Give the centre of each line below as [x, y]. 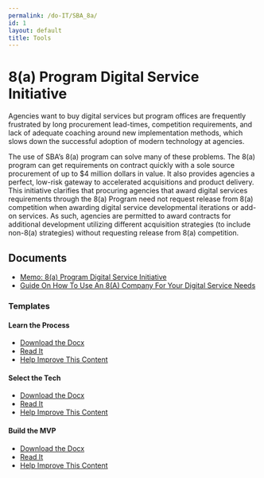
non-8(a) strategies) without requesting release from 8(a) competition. [124, 233]
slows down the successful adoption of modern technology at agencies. [126, 142]
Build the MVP [32, 430]
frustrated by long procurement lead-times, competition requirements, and [130, 125]
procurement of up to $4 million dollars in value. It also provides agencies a [132, 174]
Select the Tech [35, 378]
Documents [38, 258]
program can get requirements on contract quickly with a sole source [122, 165]
